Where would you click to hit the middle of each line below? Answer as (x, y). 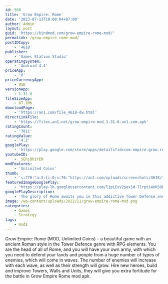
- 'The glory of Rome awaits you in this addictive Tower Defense (85, 196)
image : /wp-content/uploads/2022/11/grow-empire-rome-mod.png (71, 201)
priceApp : (15, 71)
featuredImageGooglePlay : (32, 183)
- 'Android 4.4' (31, 66)
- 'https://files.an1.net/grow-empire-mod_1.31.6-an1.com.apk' (81, 122)
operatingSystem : (23, 61)
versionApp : (17, 89)
